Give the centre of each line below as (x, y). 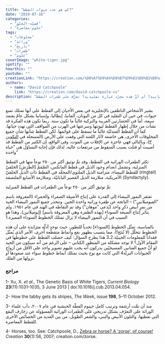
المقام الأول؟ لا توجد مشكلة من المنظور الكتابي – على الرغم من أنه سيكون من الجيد (82, 243)
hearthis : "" (19, 69)
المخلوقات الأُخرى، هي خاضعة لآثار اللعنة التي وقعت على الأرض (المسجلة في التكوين (82, 137)
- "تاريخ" (20, 46)
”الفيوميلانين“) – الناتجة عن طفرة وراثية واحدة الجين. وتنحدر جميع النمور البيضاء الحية (82, 201)
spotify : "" (18, 64)
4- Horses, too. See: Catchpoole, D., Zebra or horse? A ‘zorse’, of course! (79, 331)
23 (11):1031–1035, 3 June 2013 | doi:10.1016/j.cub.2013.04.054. (68, 287)
